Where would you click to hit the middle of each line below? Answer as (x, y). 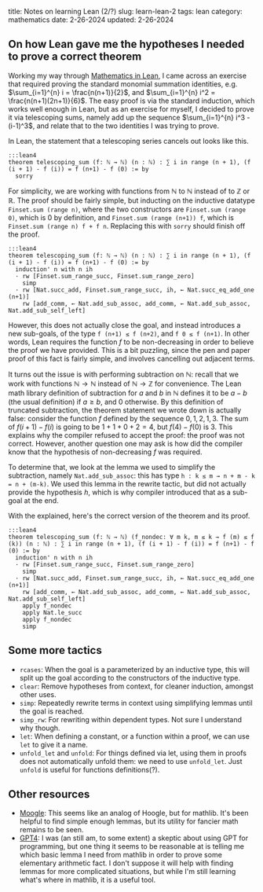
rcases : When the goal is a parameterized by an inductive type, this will (134, 669)
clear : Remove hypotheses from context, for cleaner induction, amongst (136, 686)
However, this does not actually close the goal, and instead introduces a (124, 325)
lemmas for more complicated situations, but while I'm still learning (128, 872)
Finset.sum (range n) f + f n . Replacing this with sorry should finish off (127, 226)
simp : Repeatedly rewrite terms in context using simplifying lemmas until (136, 703)
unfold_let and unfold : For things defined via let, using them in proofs (133, 753)
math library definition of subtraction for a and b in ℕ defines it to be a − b (128, 393)
